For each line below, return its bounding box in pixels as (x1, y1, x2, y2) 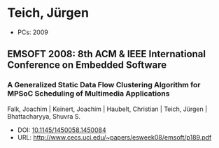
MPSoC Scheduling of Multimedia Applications (7, 89, 170, 98)
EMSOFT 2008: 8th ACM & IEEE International (7, 48, 206, 60)
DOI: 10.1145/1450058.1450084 (17, 126, 106, 134)
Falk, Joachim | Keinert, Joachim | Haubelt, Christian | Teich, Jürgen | (7, 105, 208, 113)
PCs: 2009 (17, 28, 49, 36)
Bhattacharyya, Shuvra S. (7, 112, 81, 120)
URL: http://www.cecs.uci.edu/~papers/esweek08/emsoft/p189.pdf (17, 133, 212, 141)
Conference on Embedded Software (7, 59, 167, 71)
